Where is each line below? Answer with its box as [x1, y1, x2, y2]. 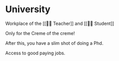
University [5, 4, 51, 15]
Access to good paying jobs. [5, 50, 65, 56]
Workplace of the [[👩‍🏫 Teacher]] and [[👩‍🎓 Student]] [5, 20, 114, 26]
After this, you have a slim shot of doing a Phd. [5, 40, 104, 46]
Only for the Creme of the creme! [5, 30, 75, 36]
